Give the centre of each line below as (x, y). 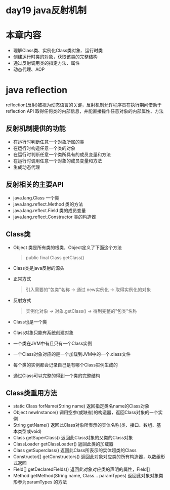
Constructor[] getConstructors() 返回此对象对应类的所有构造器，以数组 (87, 457)
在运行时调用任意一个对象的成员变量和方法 (57, 160)
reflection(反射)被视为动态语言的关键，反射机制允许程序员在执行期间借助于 (84, 105)
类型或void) (30, 431)
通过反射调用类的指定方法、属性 (46, 63)
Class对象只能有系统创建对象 (43, 333)
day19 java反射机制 (46, 10)
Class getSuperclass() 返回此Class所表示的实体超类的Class (75, 451)
